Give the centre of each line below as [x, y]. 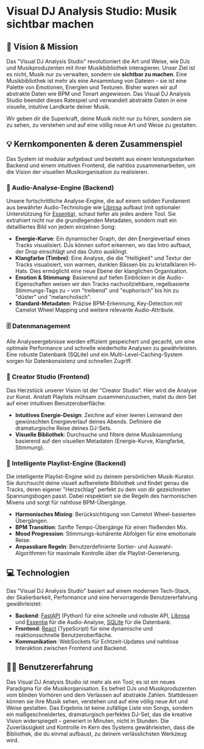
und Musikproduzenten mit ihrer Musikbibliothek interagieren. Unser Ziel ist [101, 68]
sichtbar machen [50, 24]
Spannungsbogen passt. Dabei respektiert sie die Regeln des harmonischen [101, 496]
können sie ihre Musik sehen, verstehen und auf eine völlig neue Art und [97, 701]
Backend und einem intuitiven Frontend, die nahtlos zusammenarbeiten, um [101, 165]
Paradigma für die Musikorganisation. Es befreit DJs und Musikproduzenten [101, 688]
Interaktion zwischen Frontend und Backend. [71, 648]
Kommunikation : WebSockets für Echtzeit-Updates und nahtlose [97, 641]
